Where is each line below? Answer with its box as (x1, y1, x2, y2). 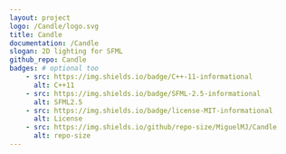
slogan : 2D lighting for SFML (9, 47, 124, 56)
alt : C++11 (33, 81, 75, 90)
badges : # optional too (9, 64, 100, 73)
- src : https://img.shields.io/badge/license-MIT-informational (25, 106, 273, 115)
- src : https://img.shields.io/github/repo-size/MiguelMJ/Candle (25, 123, 278, 132)
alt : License (33, 114, 83, 123)
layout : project (9, 13, 71, 23)
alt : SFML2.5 (33, 97, 83, 107)
